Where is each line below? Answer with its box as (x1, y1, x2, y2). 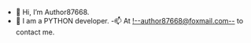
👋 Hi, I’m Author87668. (15, 8, 90, 16)
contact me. (15, 27, 55, 37)
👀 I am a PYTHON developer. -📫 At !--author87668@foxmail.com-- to (15, 16, 244, 25)
